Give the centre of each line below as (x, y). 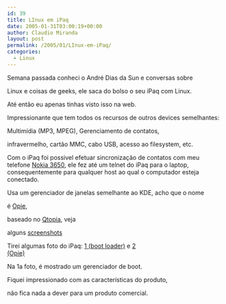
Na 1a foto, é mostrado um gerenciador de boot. (75, 266)
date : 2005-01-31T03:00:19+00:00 (55, 26)
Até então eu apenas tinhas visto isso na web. (72, 104)
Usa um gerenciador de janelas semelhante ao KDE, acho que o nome (105, 192)
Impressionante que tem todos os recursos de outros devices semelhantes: (113, 117)
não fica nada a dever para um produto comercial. (78, 293)
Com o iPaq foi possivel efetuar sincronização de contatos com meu (103, 157)
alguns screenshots (35, 232)
